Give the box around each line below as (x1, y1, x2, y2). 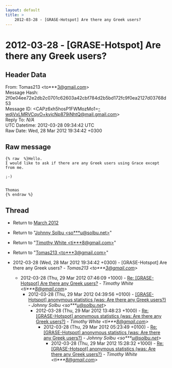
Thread (5, 206, 29, 215)
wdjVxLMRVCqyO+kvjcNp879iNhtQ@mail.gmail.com (5, 111, 117, 118)
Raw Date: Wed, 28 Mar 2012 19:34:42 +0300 (5, 128, 102, 134)
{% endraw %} (5, 192, 33, 198)
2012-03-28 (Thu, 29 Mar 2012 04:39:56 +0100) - (28, 291, 135, 297)
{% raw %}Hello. (5, 156, 43, 162)
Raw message (5, 142, 51, 151)
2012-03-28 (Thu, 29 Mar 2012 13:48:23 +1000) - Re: (35, 307, 149, 314)
